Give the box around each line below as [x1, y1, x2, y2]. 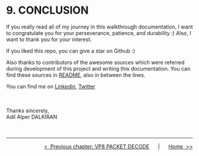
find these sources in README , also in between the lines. [6, 71, 146, 78]
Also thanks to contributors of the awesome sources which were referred [6, 59, 185, 66]
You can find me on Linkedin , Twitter [6, 82, 96, 90]
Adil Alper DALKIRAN [6, 113, 57, 120]
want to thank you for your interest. [6, 36, 92, 43]
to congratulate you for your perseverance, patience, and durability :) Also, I [6, 29, 191, 36]
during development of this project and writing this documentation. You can [6, 65, 191, 72]
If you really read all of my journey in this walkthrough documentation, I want [6, 23, 193, 30]
